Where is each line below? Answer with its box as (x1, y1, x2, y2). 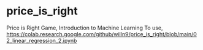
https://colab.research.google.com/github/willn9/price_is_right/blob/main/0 (6, 30, 197, 37)
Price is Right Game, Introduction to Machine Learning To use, (6, 24, 163, 31)
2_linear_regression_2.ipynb (6, 37, 77, 44)
